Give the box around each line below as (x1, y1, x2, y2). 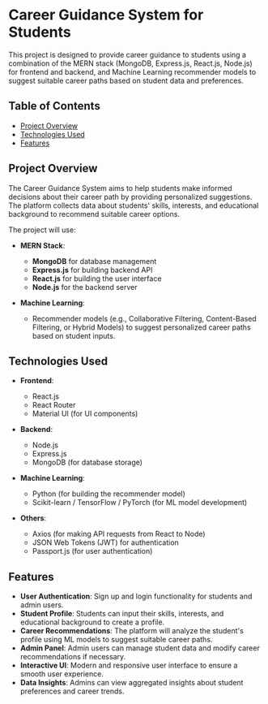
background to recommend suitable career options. (8, 209, 181, 218)
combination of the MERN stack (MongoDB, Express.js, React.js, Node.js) (8, 58, 253, 68)
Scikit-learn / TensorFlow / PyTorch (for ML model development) (32, 498, 248, 507)
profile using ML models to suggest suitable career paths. (19, 635, 213, 645)
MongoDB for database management (32, 256, 157, 266)
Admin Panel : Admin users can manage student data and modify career (19, 643, 261, 653)
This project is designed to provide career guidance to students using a (8, 50, 247, 59)
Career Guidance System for (8, 6, 204, 24)
